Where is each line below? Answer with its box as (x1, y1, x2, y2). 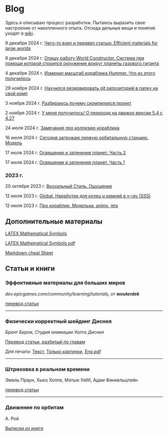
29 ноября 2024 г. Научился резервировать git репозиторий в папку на (5, 85, 158, 91)
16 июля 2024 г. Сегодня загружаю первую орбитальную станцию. (5, 134, 149, 140)
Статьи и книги (5, 264, 55, 273)
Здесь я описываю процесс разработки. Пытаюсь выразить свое (5, 20, 145, 26)
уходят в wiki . (5, 30, 34, 36)
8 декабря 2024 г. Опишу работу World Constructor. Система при (5, 55, 144, 61)
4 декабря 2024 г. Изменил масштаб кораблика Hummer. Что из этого (5, 70, 155, 76)
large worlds (5, 45, 31, 51)
